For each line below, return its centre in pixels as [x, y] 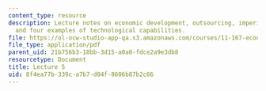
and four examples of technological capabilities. [101, 30]
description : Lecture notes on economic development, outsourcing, [122, 23]
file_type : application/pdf [55, 45]
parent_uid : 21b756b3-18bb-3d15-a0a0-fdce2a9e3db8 [93, 52]
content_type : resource [47, 15]
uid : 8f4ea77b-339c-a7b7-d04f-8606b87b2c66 [81, 74]
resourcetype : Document [47, 60]
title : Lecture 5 [37, 67]
